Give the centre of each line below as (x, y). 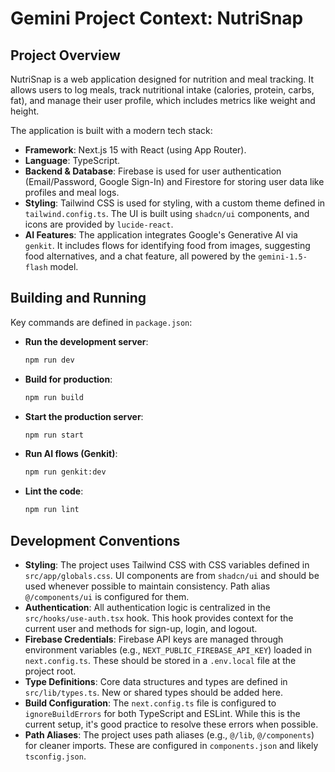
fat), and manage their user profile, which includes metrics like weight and (163, 100)
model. (64, 266)
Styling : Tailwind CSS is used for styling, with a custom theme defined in (175, 203)
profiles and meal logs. (72, 192)
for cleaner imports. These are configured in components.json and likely (171, 745)
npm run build (54, 397)
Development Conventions (95, 540)
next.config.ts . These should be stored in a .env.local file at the (160, 660)
